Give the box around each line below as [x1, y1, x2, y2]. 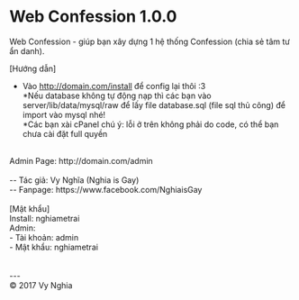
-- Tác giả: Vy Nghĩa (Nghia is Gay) [9, 174, 140, 186]
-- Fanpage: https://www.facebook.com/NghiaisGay [9, 184, 203, 195]
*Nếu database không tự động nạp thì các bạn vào [22, 90, 212, 101]
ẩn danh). [9, 45, 45, 56]
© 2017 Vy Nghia [9, 279, 73, 290]
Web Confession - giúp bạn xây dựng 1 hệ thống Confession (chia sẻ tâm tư [9, 36, 290, 47]
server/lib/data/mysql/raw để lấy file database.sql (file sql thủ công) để [22, 99, 286, 110]
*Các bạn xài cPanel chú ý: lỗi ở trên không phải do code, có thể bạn [22, 119, 279, 130]
